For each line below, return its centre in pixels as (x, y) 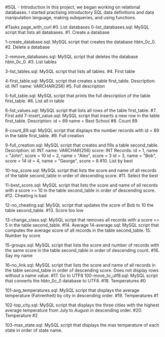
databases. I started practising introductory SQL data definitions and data (80, 12)
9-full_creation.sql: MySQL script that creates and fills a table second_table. (82, 145)
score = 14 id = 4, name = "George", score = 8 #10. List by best (69, 161)
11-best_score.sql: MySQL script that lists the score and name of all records (82, 185)
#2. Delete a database (28, 47)
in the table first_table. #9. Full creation (45, 136)
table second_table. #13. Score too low (44, 210)
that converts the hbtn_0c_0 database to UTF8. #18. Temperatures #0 (76, 281)
